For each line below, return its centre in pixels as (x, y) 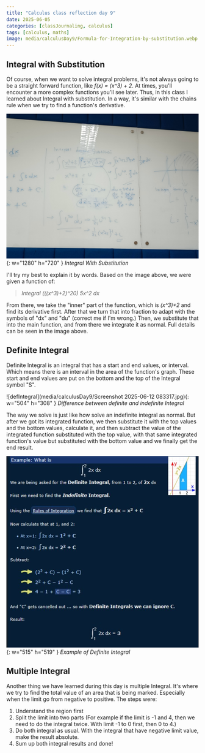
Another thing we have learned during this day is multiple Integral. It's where (102, 686)
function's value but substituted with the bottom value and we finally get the (102, 441)
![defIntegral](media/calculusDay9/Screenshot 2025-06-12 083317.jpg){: (98, 396)
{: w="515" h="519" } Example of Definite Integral (68, 652)
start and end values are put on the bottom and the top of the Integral (93, 378)
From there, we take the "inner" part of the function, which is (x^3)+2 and (99, 305)
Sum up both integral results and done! (64, 743)
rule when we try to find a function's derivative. (66, 105)
